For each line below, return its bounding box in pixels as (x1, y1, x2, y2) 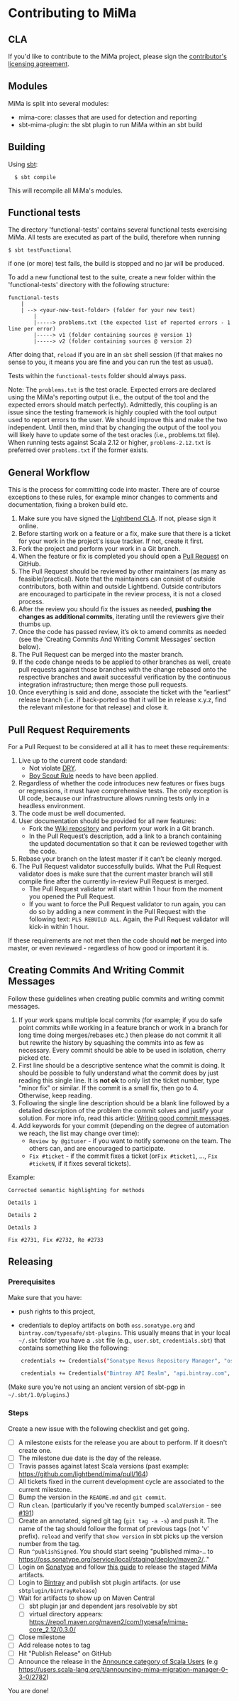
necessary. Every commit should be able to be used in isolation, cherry (18, 1046, 226, 1054)
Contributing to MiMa (8, 5, 137, 21)
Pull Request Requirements (8, 724, 130, 736)
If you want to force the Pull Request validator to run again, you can (28, 900, 226, 908)
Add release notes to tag (18, 1641, 91, 1650)
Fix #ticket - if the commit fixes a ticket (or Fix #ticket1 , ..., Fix (28, 1152, 218, 1160)
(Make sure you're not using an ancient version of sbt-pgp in (8, 1383, 186, 1391)
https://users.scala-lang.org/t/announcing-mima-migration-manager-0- (18, 1665, 228, 1673)
